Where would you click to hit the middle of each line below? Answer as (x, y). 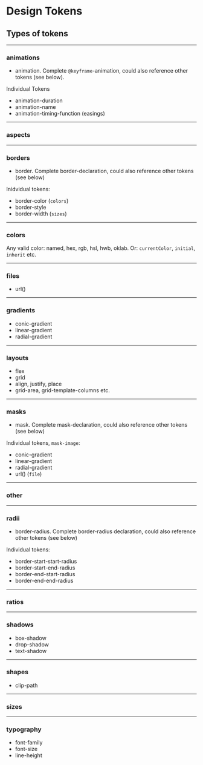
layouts (18, 358)
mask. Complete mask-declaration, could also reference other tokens (101, 425)
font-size (26, 749)
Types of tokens (37, 34)
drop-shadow (32, 644)
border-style (31, 207)
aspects (18, 135)
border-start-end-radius (45, 568)
